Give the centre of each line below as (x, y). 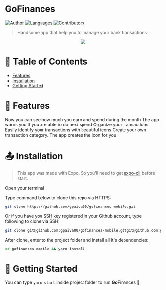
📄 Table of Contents (46, 62)
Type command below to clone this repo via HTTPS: (58, 197)
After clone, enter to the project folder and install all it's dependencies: (77, 240)
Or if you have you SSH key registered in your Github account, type (74, 216)
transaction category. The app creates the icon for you (61, 135)
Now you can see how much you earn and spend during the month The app (82, 119)
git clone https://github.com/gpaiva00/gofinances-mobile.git (70, 207)
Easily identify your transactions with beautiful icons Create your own (76, 130)
